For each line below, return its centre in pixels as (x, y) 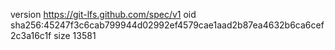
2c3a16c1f (31, 35)
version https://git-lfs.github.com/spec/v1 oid (103, 14)
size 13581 (75, 35)
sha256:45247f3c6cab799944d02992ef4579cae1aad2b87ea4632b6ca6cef (167, 25)
